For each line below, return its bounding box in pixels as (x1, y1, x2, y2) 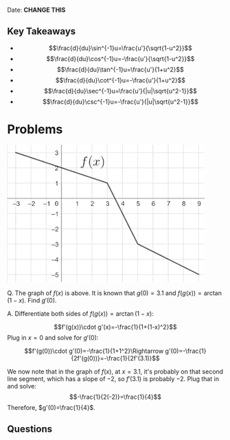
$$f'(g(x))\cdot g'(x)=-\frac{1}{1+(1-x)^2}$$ (54, 323, 177, 331)
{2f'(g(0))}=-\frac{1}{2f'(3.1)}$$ (71, 354, 160, 362)
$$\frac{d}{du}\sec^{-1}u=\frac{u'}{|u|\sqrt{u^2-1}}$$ (43, 86, 197, 95)
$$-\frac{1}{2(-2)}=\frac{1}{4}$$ (69, 393, 162, 401)
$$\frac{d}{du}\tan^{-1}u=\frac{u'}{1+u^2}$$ (57, 65, 184, 73)
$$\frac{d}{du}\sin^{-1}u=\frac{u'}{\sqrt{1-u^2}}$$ (48, 44, 192, 52)
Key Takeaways (7, 25, 76, 37)
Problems (7, 121, 63, 137)
